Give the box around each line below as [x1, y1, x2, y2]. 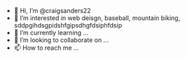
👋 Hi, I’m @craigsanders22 [13, 7, 91, 14]
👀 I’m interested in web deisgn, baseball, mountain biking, [13, 14, 181, 22]
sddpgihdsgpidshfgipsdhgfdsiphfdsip [13, 21, 123, 29]
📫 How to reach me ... [13, 43, 79, 52]
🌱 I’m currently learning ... [13, 28, 89, 37]
